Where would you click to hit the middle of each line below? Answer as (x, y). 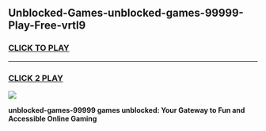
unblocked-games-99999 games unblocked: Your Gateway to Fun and (127, 110)
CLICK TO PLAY (39, 48)
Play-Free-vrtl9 (47, 26)
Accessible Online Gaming (53, 118)
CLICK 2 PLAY (36, 78)
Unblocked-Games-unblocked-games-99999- (126, 13)
